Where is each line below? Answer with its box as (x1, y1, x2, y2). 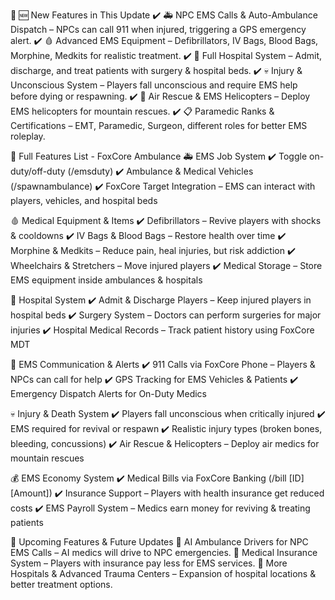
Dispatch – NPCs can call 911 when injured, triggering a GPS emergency (10, 24, 307, 35)
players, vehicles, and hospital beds (10, 195, 158, 206)
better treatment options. (10, 579, 113, 590)
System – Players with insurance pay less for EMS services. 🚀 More (10, 557, 288, 569)
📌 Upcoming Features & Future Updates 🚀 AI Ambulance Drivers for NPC (10, 536, 309, 548)
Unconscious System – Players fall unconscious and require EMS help (10, 79, 298, 91)
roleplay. (10, 130, 46, 142)
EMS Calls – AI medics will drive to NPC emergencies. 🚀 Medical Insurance (10, 547, 318, 558)
